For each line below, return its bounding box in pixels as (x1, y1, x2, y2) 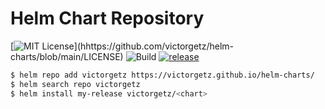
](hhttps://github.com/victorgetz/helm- (73, 40, 234, 52)
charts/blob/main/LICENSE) (10, 50, 124, 62)
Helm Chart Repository (10, 7, 205, 30)
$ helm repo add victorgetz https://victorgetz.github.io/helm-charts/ (10, 70, 315, 80)
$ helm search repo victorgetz (10, 79, 141, 89)
